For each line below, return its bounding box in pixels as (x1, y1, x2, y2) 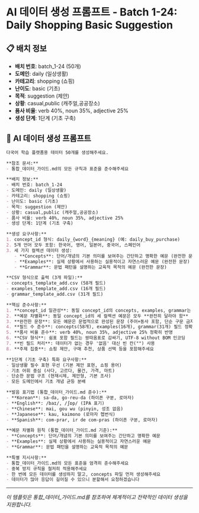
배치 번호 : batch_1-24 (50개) (14, 63, 81, 70)
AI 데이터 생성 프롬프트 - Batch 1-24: (6, 5, 178, 19)
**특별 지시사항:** (6, 454, 47, 460)
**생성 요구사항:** (6, 231, 47, 237)
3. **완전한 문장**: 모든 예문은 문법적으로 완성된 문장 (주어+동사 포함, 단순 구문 (6, 318, 184, 324)
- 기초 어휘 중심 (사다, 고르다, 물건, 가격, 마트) (6, 367, 115, 373)
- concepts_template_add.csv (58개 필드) (6, 280, 107, 286)
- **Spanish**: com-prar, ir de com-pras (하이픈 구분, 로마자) (6, 417, 158, 423)
